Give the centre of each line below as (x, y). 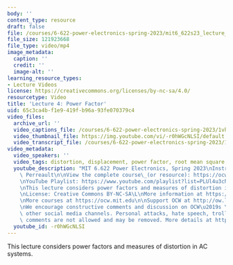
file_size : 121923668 (38, 40)
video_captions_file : (45, 130)
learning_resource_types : (44, 78)
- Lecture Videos (32, 85)
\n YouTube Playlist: (49, 181)
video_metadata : (31, 149)
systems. (20, 253)
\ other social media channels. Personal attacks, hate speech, (114, 214)
